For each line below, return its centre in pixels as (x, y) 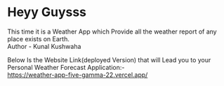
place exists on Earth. (39, 38)
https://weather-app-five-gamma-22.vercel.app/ (78, 75)
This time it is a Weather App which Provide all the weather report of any (112, 31)
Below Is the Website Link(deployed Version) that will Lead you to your (109, 59)
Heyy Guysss (47, 12)
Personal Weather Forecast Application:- (66, 67)
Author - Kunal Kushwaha (44, 46)
